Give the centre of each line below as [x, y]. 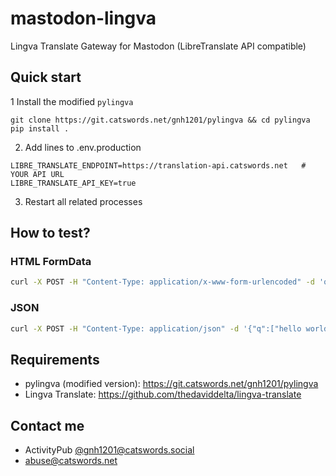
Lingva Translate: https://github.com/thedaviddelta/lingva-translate [163, 394]
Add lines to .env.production [83, 147]
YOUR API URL [37, 174]
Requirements [55, 359]
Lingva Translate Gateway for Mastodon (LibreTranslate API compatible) [158, 46]
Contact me [47, 425]
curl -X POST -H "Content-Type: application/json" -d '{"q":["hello [156, 328]
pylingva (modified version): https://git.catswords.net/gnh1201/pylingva [171, 384]
